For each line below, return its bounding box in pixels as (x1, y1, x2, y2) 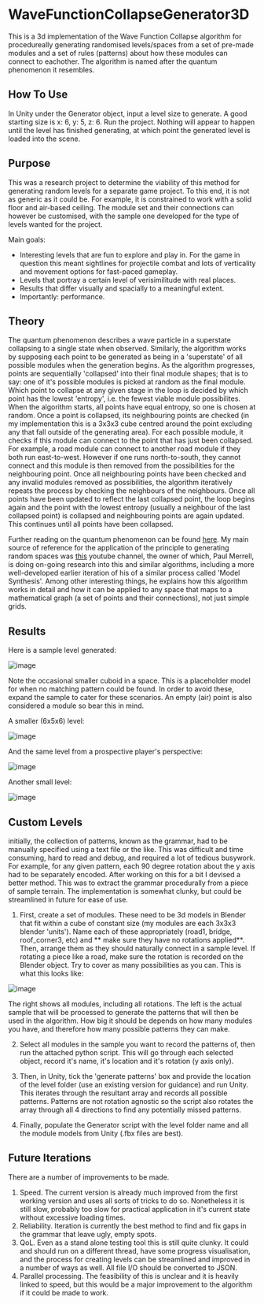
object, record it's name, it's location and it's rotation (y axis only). (19, 1057, 234, 1065)
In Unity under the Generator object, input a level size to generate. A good (8, 109, 247, 118)
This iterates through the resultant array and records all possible (19, 1088, 228, 1098)
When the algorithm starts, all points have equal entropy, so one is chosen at (8, 402, 256, 412)
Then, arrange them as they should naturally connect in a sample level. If (19, 943, 255, 953)
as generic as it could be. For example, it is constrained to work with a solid (8, 194, 252, 204)
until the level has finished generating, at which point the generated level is (8, 125, 251, 135)
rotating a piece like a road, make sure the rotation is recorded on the (19, 952, 244, 961)
